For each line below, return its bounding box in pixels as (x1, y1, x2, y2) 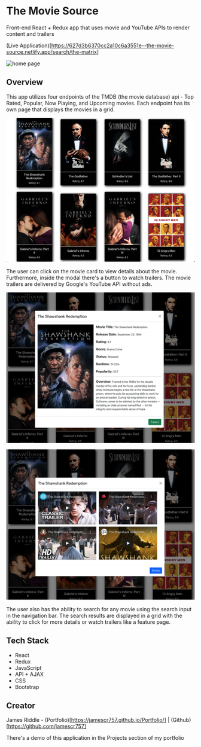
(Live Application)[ (6, 42, 52, 49)
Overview (6, 77, 44, 87)
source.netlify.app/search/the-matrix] (6, 48, 99, 55)
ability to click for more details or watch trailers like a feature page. (6, 618, 171, 626)
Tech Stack (6, 636, 49, 646)
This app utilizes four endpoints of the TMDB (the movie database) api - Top (6, 93, 194, 100)
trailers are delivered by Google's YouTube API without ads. (6, 280, 153, 288)
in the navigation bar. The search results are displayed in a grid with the (6, 612, 182, 619)
